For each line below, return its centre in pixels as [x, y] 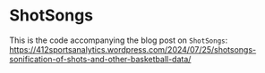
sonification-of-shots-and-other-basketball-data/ [100, 59]
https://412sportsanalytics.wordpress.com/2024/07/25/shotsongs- [133, 49]
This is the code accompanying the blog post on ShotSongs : [119, 40]
